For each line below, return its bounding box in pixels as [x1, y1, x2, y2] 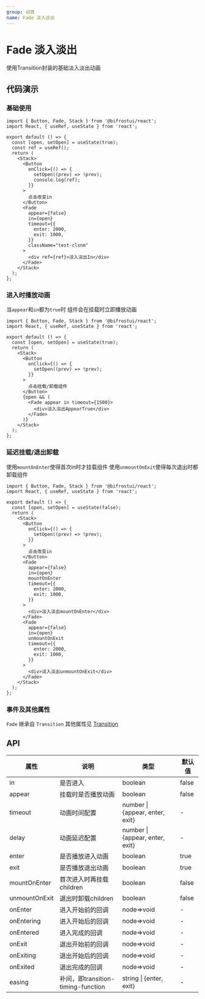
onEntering [9, 916, 41, 925]
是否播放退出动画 [59, 863, 109, 872]
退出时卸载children [59, 894, 114, 902]
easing [9, 978, 29, 986]
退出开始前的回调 [59, 940, 109, 948]
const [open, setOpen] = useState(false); [12, 504, 121, 511]
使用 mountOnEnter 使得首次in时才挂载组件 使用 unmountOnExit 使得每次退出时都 [6, 463, 198, 470]
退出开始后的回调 [59, 951, 109, 960]
